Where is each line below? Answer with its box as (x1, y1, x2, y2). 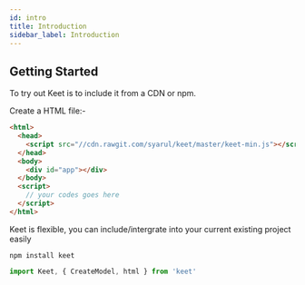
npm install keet (9, 251, 75, 260)
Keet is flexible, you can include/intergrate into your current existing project (9, 223, 291, 234)
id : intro (9, 13, 47, 23)
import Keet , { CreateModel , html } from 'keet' (9, 267, 197, 276)
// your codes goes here (25, 191, 120, 200)
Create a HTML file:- (9, 105, 86, 116)
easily (9, 233, 32, 244)
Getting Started (9, 64, 99, 79)
